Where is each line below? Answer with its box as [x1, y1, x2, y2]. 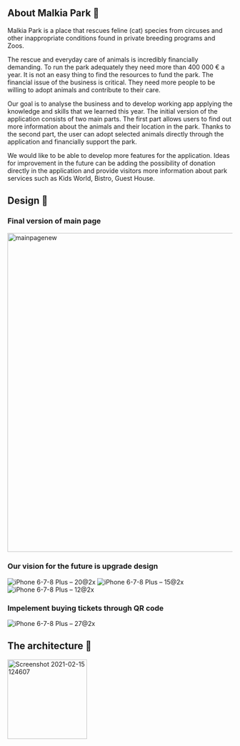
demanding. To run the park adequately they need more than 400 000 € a [7, 62, 225, 71]
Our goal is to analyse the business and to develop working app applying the [7, 99, 233, 108]
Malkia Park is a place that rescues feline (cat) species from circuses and [7, 26, 223, 34]
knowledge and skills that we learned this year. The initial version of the [7, 106, 218, 115]
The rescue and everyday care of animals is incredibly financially [7, 55, 199, 64]
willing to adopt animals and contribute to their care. [7, 85, 161, 94]
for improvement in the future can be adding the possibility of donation [7, 159, 216, 167]
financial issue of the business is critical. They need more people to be [7, 78, 216, 86]
